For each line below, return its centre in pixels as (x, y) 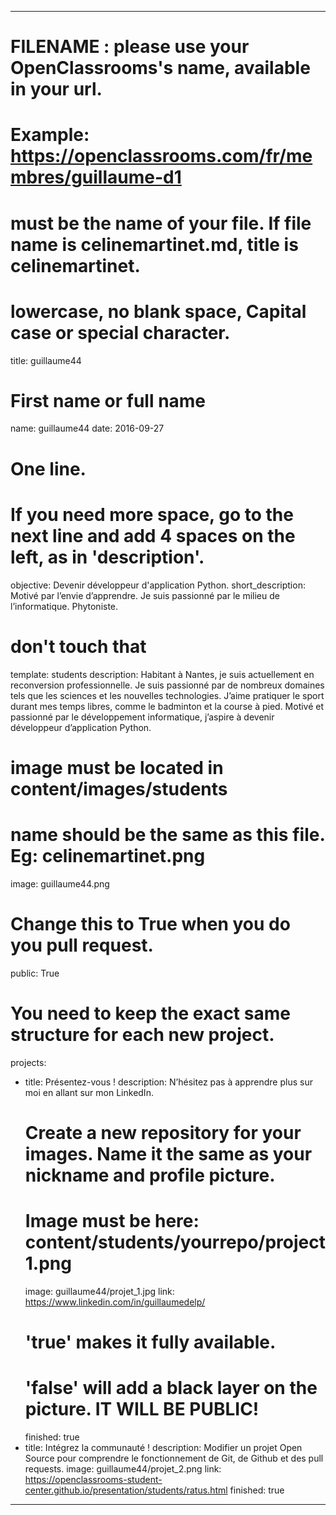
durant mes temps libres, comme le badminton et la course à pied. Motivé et (167, 706)
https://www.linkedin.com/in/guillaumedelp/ (115, 1302)
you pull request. (82, 945)
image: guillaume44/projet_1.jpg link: (99, 1291)
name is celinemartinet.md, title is (154, 244)
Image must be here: (112, 1220)
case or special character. (120, 332)
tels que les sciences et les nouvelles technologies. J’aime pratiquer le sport (167, 695)
